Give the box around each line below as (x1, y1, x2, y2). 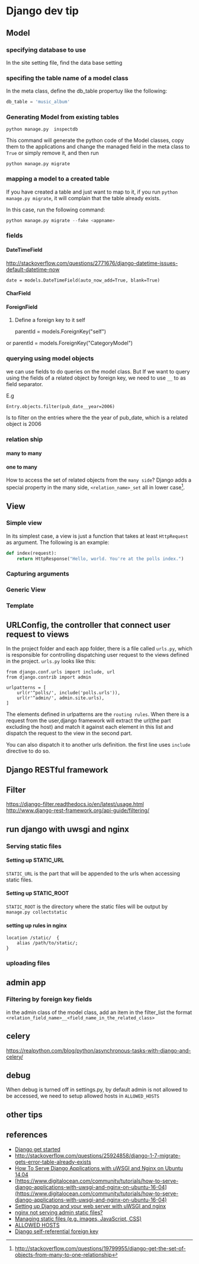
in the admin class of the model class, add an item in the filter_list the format (6, 1009, 192, 1016)
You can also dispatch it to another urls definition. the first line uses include (6, 741, 191, 748)
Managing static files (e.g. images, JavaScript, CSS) (14, 1215, 142, 1222)
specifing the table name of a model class (6, 74, 129, 82)
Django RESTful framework (6, 764, 108, 775)
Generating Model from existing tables (6, 113, 120, 121)
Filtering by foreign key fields (6, 995, 92, 1003)
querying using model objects (6, 355, 94, 363)
